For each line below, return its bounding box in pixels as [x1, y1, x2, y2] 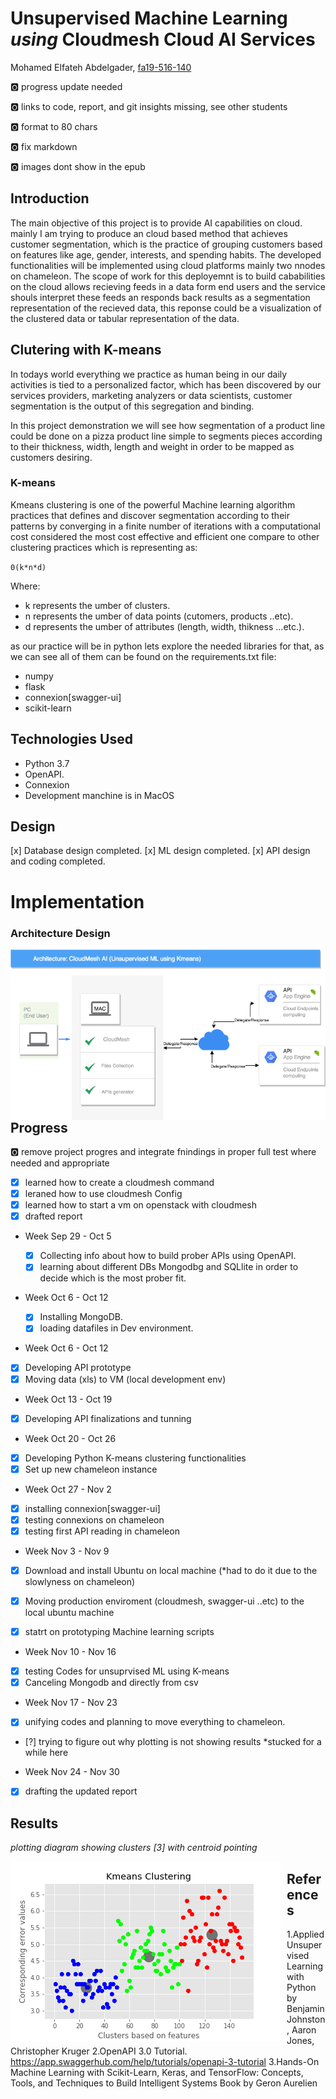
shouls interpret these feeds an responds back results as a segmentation [10, 291, 311, 303]
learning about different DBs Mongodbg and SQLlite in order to [39, 1261, 299, 1273]
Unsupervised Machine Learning [10, 7, 288, 30]
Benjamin [286, 2003, 325, 2015]
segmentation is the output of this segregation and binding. [10, 400, 255, 412]
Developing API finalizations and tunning [24, 1412, 192, 1424]
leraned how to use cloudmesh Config [24, 1188, 183, 1200]
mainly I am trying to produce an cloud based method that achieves [10, 227, 288, 239]
